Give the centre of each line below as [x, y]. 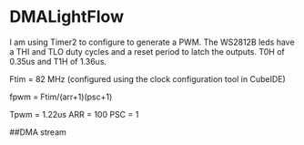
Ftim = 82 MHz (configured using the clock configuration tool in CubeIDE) [148, 78]
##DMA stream [38, 132]
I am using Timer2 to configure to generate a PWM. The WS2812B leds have [152, 42]
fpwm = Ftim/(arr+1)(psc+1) [61, 97]
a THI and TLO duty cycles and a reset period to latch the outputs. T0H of [147, 51]
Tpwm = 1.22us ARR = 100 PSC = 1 [74, 114]
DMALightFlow [67, 17]
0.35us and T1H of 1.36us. [58, 61]
